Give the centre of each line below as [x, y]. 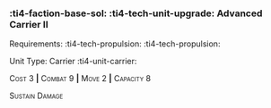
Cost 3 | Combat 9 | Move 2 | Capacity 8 [80, 79]
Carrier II [29, 24]
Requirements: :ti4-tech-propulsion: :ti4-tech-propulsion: [115, 44]
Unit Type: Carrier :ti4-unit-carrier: [73, 62]
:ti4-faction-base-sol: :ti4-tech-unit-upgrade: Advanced [136, 13]
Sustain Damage [36, 96]
